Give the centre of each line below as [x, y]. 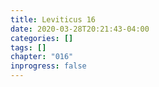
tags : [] [28, 47]
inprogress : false [48, 66]
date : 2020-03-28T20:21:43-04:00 [80, 29]
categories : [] [42, 38]
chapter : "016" [42, 57]
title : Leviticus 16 [53, 19]
